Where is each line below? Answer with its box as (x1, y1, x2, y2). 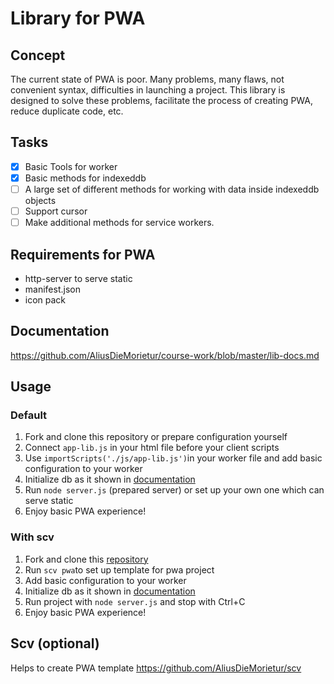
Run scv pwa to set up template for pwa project (24, 563, 215, 576)
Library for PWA (10, 7, 146, 30)
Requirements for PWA (10, 246, 156, 263)
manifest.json (24, 283, 81, 295)
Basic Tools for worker (24, 160, 118, 172)
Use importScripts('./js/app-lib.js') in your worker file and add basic (24, 452, 323, 464)
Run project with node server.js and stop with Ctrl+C (24, 595, 246, 607)
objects (24, 195, 57, 206)
